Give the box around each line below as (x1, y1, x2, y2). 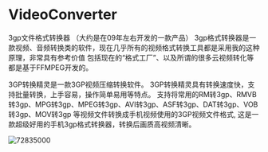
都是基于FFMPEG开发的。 (8, 62, 93, 72)
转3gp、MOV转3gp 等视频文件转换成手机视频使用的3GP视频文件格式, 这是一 (8, 109, 259, 119)
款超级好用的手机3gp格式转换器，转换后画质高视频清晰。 (8, 119, 196, 129)
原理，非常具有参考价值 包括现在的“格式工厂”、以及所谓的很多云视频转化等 (8, 53, 254, 62)
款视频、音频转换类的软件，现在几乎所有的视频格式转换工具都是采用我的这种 (8, 42, 260, 53)
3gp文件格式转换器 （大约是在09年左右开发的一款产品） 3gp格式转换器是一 (8, 33, 257, 42)
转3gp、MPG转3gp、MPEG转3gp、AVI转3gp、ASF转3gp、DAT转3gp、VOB (8, 99, 258, 109)
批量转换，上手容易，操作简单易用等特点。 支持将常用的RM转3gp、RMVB (14, 89, 257, 99)
